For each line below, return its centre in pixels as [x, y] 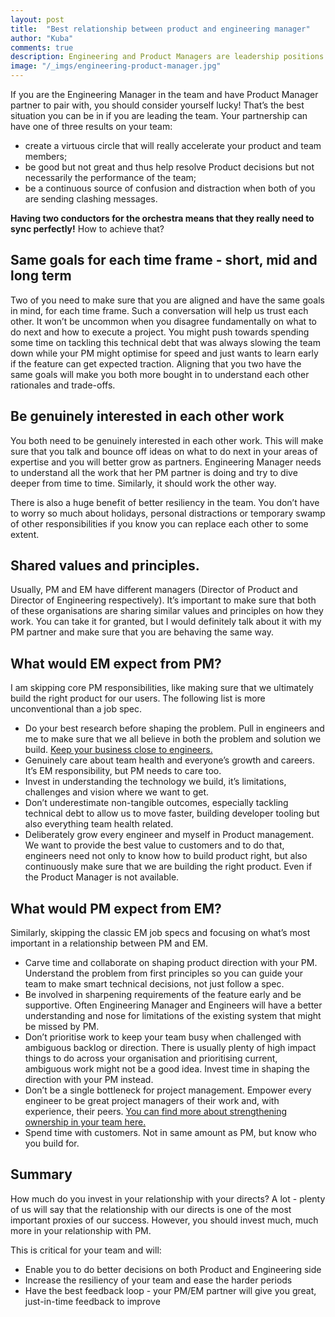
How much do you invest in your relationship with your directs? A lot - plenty [168, 1198]
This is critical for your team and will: [86, 1250]
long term [41, 276]
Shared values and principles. [105, 566]
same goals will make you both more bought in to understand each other [160, 374]
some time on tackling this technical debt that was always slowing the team [165, 342]
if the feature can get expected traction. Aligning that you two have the [156, 363]
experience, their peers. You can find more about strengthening [156, 1112]
